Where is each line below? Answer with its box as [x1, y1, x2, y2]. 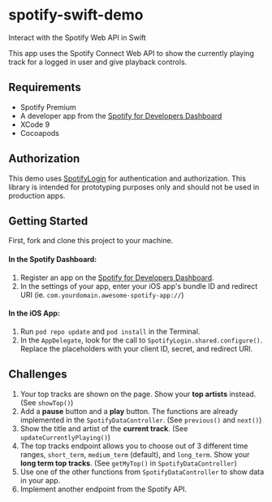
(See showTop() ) [19, 397, 74, 408]
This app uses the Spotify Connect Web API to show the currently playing [8, 48, 254, 58]
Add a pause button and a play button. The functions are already [19, 406, 238, 416]
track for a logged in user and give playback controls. [8, 57, 188, 67]
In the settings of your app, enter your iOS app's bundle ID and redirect [19, 281, 258, 290]
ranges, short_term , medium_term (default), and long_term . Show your [19, 449, 250, 459]
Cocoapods [19, 128, 59, 138]
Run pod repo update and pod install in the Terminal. [19, 326, 201, 336]
